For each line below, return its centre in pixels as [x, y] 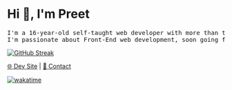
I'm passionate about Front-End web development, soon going [113, 40]
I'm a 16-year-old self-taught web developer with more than [113, 33]
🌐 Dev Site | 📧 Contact [39, 66]
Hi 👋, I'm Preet [48, 14]
